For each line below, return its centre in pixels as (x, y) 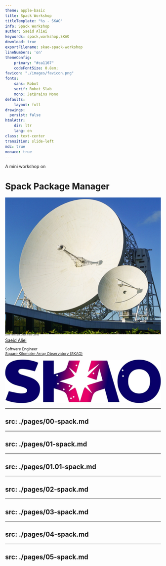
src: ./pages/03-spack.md (47, 512)
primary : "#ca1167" (34, 63)
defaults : (15, 99)
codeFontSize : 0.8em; (36, 68)
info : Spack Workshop (27, 26)
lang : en (23, 131)
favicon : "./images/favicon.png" (40, 73)
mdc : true (15, 146)
